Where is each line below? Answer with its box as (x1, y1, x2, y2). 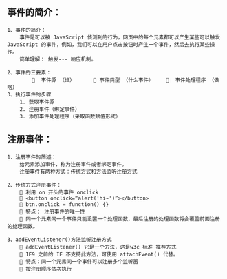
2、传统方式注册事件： (7, 181, 62, 188)
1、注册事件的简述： (7, 154, 57, 161)
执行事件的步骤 (15, 91, 52, 98)
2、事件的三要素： (7, 69, 52, 76)
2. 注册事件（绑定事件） (19, 105, 80, 112)
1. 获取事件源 (19, 99, 55, 105)
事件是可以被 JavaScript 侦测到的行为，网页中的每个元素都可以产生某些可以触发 (19, 34, 221, 41)
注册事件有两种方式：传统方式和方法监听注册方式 (19, 168, 138, 175)
